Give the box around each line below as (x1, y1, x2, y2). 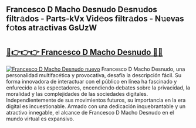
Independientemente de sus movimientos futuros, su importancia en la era (6, 96, 186, 103)
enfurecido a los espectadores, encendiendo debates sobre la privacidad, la (6, 84, 191, 91)
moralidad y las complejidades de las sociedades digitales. (6, 91, 148, 97)
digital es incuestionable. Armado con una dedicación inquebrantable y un (6, 103, 186, 110)
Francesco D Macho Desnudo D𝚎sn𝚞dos (6, 5, 157, 15)
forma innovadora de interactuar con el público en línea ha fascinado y (6, 78, 177, 85)
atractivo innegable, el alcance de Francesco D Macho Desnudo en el (6, 109, 174, 116)
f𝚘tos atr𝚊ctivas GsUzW (6, 23, 97, 33)
